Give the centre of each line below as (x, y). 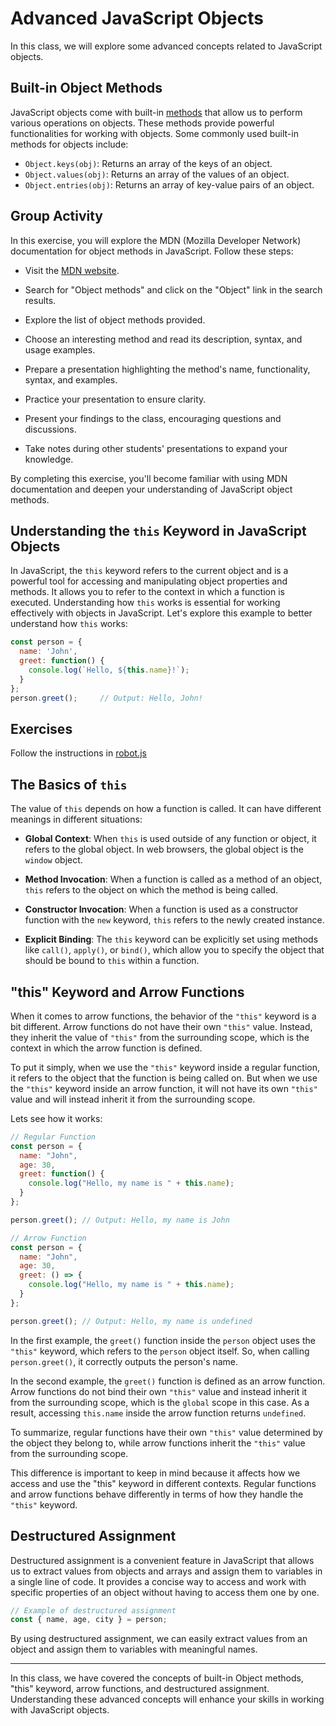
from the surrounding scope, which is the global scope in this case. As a (160, 1402)
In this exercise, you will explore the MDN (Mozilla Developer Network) (156, 240)
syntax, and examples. (71, 379)
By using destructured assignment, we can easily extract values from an (159, 1639)
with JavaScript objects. (60, 1710)
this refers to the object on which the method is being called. (151, 890)
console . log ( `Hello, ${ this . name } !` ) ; (109, 670)
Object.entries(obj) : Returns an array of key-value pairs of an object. (169, 184)
